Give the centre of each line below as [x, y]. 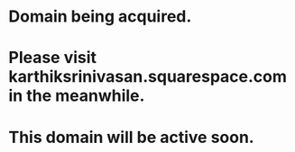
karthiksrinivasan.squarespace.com [148, 77]
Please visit [52, 58]
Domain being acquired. [100, 17]
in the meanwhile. [77, 96]
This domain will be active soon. [131, 137]
